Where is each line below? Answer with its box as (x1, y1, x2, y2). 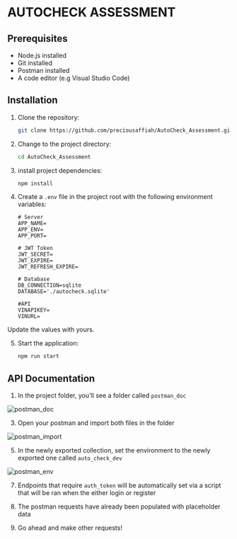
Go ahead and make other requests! (17, 523, 122, 532)
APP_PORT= (17, 232, 47, 239)
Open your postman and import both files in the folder (17, 419, 175, 427)
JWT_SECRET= (17, 251, 53, 259)
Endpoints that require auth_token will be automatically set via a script (17, 481, 221, 489)
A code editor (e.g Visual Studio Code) (17, 74, 130, 82)
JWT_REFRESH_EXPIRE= (17, 263, 79, 271)
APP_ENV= (17, 226, 44, 234)
